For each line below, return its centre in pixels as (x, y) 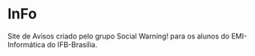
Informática (26, 44)
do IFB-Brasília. (72, 44)
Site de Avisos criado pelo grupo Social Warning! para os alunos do (119, 36)
